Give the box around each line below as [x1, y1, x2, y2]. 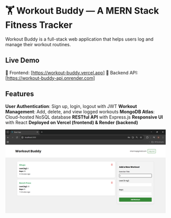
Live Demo [5, 56, 40, 65]
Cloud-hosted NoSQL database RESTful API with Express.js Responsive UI [5, 114, 163, 120]
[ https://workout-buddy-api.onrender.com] [5, 75, 95, 81]
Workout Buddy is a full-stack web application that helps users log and [5, 36, 154, 42]
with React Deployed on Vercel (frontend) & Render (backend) [5, 119, 138, 125]
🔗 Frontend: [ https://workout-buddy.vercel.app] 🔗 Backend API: [5, 69, 138, 76]
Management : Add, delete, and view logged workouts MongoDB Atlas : [5, 108, 155, 115]
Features [5, 90, 34, 98]
